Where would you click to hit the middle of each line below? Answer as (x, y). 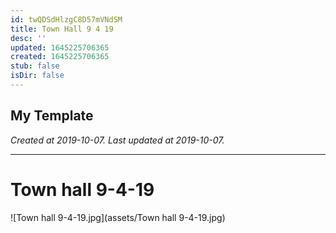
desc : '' (28, 38)
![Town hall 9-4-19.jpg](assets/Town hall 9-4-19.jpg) (118, 217)
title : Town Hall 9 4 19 (62, 29)
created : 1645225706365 (60, 57)
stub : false (35, 66)
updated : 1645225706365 (60, 47)
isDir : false (37, 76)
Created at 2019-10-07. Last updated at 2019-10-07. (117, 140)
